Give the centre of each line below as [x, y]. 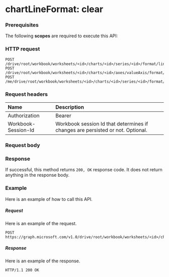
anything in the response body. [37, 175]
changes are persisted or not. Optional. [101, 130]
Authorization [24, 116]
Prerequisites [22, 25]
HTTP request [23, 49]
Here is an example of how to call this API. [49, 199]
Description [70, 107]
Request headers [27, 94]
